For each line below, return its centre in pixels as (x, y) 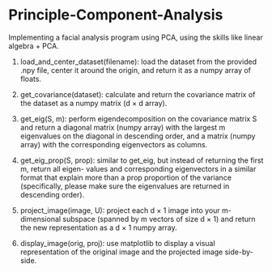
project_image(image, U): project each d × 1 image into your (120, 210)
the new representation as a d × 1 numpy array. (99, 227)
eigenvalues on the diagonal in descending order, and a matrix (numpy (138, 136)
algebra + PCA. (34, 45)
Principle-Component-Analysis (116, 15)
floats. (31, 79)
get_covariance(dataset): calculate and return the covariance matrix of (138, 94)
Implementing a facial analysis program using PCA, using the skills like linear (136, 37)
